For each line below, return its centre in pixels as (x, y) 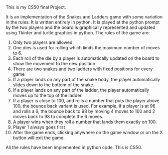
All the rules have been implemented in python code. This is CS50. (74, 147)
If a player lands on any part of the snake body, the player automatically (86, 79)
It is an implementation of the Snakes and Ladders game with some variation (84, 17)
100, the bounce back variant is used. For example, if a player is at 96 (84, 106)
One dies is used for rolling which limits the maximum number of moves (86, 48)
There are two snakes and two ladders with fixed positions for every (83, 69)
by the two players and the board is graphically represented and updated (81, 27)
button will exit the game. (39, 138)
